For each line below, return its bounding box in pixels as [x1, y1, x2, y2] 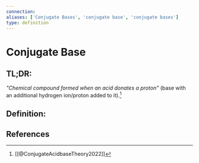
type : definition [6, 20, 49, 25]
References [6, 129, 50, 139]
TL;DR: [6, 69, 33, 79]
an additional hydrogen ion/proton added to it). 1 [6, 91, 122, 99]
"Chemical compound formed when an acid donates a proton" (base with [6, 84, 186, 92]
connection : [6, 8, 36, 15]
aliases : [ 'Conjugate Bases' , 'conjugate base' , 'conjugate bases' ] [6, 14, 179, 20]
